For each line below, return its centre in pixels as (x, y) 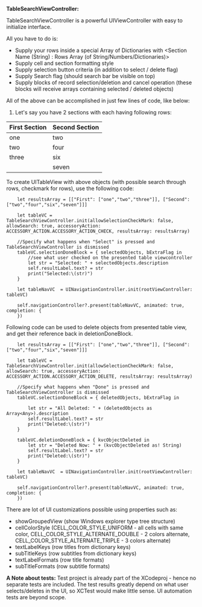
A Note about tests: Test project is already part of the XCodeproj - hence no (101, 578)
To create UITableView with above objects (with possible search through (96, 182)
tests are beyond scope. (36, 597)
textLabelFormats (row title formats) (59, 560)
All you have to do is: (32, 38)
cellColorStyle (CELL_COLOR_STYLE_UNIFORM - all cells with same (99, 528)
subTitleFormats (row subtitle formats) (62, 566)
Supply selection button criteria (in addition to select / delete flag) (96, 70)
